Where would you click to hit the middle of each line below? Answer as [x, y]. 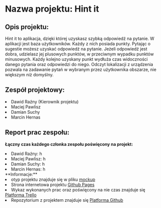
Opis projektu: [27, 27]
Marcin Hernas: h [28, 169]
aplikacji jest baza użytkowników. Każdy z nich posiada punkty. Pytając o [78, 44]
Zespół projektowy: [35, 90]
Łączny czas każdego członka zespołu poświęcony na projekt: [69, 144]
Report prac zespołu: [37, 132]
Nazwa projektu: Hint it [52, 9]
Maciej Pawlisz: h [29, 158]
